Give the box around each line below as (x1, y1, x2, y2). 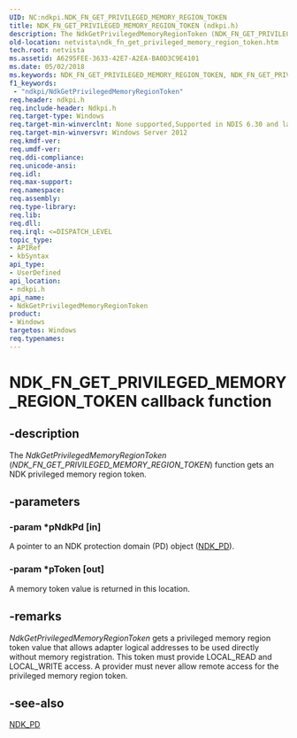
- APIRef (9, 244, 42, 252)
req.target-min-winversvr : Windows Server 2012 (9, 128, 188, 137)
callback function (141, 391, 272, 411)
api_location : (9, 276, 62, 285)
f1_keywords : (9, 79, 57, 88)
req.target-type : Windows (9, 112, 104, 120)
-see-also (9, 695, 65, 711)
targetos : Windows (9, 326, 77, 335)
